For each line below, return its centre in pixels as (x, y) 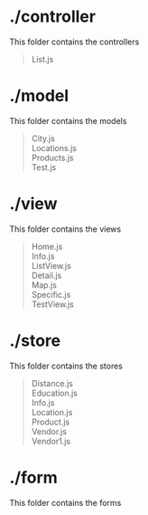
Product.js (51, 422)
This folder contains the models (68, 120)
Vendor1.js (51, 441)
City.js (43, 138)
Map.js (44, 285)
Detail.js (46, 275)
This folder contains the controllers (74, 42)
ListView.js (51, 265)
